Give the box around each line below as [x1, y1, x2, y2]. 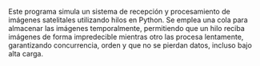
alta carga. [8, 49, 44, 58]
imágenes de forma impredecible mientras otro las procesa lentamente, [8, 32, 244, 41]
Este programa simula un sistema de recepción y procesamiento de [8, 7, 230, 16]
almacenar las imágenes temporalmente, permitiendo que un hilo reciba [8, 24, 246, 33]
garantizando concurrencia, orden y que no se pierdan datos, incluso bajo [8, 41, 252, 50]
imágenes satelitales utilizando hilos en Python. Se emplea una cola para [8, 15, 248, 25]
